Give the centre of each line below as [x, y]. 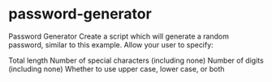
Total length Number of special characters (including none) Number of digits [136, 60]
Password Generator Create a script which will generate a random [119, 36]
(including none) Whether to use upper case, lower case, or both [117, 68]
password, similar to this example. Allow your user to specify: [111, 44]
